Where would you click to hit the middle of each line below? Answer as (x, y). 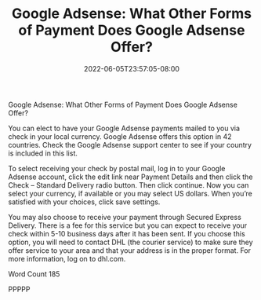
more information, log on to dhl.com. (67, 258)
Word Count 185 (34, 274)
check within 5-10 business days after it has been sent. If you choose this (127, 233)
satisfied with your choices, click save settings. (84, 202)
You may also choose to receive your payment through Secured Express (125, 217)
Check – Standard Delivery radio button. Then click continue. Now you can (129, 185)
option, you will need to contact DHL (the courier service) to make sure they (130, 242)
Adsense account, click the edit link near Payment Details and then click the (130, 177)
